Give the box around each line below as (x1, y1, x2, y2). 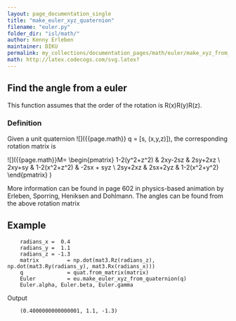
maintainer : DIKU (7, 43, 58, 50)
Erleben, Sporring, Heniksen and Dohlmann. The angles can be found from (7, 191, 223, 200)
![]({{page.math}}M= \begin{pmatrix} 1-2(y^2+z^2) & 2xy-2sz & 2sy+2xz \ (7, 156, 221, 164)
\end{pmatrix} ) (7, 170, 52, 179)
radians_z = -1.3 (20, 251, 71, 258)
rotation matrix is (7, 141, 56, 150)
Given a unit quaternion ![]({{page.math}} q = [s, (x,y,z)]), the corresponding (7, 134, 228, 143)
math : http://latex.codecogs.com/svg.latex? (7, 56, 140, 63)
